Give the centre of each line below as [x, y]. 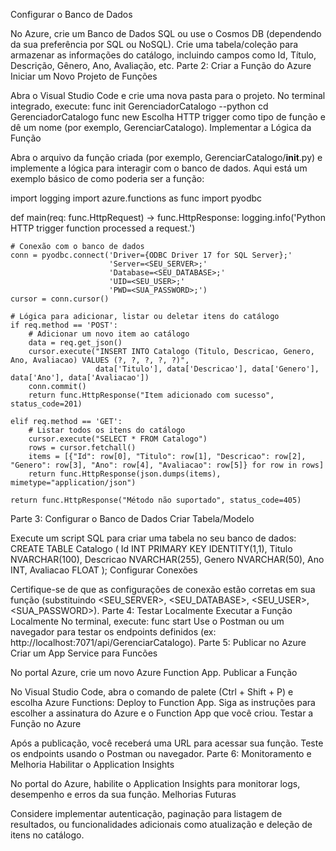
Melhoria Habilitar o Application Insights [92, 764]
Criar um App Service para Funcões [84, 653]
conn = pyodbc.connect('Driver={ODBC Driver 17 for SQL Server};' [151, 255]
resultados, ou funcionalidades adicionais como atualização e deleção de [161, 824]
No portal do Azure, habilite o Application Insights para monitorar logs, [155, 783]
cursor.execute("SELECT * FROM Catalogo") [118, 439]
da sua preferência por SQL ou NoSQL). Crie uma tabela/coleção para [154, 44]
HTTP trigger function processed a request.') [103, 228]
